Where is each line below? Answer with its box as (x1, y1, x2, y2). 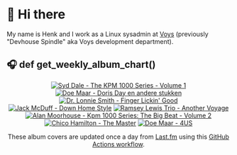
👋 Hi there (6, 6, 65, 23)
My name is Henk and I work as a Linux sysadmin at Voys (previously (6, 30, 209, 38)
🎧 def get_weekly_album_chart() (6, 59, 156, 71)
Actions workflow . (92, 139, 145, 148)
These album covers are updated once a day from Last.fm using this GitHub (7, 132, 230, 141)
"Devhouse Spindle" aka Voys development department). (6, 37, 174, 45)
